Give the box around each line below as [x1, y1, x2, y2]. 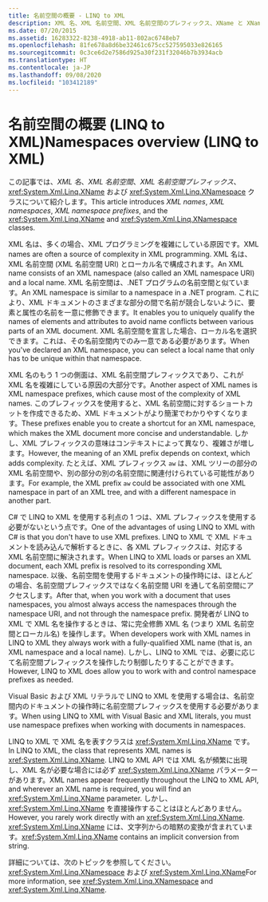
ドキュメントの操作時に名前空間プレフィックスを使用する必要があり [29, 702, 253, 711]
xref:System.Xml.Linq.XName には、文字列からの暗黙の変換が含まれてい [8, 822, 246, 832]
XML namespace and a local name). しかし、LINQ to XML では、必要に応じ [8, 647, 256, 657]
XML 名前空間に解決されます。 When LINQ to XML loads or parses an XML [8, 552, 251, 562]
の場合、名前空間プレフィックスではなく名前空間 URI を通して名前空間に [8, 580, 247, 591]
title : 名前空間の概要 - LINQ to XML [8, 11, 125, 20]
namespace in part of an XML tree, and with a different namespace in [8, 488, 237, 497]
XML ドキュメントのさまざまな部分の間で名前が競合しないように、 [29, 298, 249, 307]
